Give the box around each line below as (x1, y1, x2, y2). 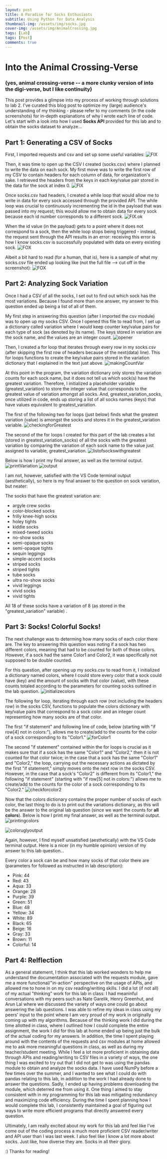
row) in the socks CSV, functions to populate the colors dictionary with (5, 703, 150, 709)
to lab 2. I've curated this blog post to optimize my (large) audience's (5, 102, 147, 108)
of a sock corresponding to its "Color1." (5, 734, 86, 740)
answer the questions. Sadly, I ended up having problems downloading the (5, 1081, 159, 1087)
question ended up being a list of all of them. (5, 303, 97, 309)
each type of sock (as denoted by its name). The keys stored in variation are (5, 329, 162, 335)
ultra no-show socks (12, 577, 55, 583)
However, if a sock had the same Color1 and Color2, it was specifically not (5, 652, 158, 658)
